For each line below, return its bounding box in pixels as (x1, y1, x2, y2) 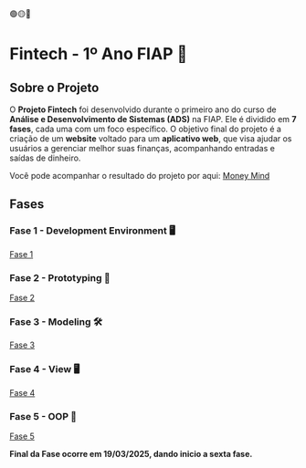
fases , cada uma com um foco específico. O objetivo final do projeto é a (9, 123, 281, 134)
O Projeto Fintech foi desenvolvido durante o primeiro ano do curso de (9, 104, 277, 115)
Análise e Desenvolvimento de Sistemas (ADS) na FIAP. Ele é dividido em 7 (9, 114, 297, 124)
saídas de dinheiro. (9, 152, 81, 163)
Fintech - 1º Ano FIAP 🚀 (9, 44, 188, 65)
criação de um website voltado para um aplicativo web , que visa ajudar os (9, 133, 292, 144)
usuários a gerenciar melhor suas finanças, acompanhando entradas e (9, 143, 276, 153)
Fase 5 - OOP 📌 (9, 410, 78, 422)
